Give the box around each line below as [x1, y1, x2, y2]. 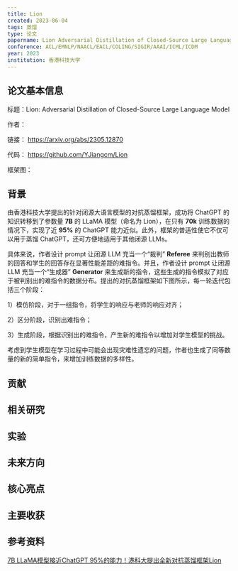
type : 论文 [7, 30, 38, 38]
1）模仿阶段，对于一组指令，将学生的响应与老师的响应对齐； [7, 300, 184, 309]
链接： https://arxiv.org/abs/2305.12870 [7, 135, 124, 143]
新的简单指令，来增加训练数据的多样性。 [19, 354, 138, 363]
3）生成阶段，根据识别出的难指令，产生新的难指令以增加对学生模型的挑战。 [7, 331, 229, 339]
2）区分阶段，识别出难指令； [7, 315, 92, 324]
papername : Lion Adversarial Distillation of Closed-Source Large [7, 37, 208, 44]
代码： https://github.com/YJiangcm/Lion [7, 150, 128, 158]
